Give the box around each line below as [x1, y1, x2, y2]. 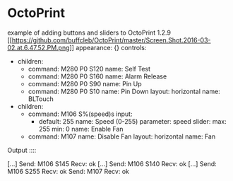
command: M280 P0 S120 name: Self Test [28, 64, 150, 73]
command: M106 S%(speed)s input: [28, 110, 133, 118]
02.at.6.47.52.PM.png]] [7, 43, 74, 52]
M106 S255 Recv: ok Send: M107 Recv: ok [7, 167, 129, 175]
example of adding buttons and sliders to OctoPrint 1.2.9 [7, 28, 172, 37]
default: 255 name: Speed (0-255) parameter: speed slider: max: [38, 117, 227, 125]
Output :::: [7, 146, 37, 154]
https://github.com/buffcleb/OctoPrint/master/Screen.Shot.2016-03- [11, 35, 211, 44]
